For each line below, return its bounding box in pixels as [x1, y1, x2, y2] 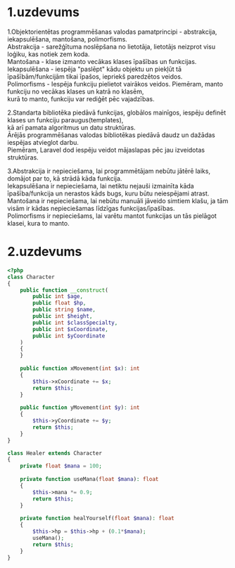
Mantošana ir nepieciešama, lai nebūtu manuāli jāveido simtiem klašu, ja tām [7, 196, 229, 205]
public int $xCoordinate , [32, 325, 109, 333]
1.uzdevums [7, 4, 80, 20]
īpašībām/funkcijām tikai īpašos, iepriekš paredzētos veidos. [7, 72, 183, 81]
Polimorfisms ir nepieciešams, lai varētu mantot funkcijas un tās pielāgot [7, 212, 217, 220]
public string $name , [32, 306, 96, 314]
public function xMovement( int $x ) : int [20, 365, 140, 372]
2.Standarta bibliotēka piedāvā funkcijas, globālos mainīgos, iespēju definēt [7, 108, 227, 117]
